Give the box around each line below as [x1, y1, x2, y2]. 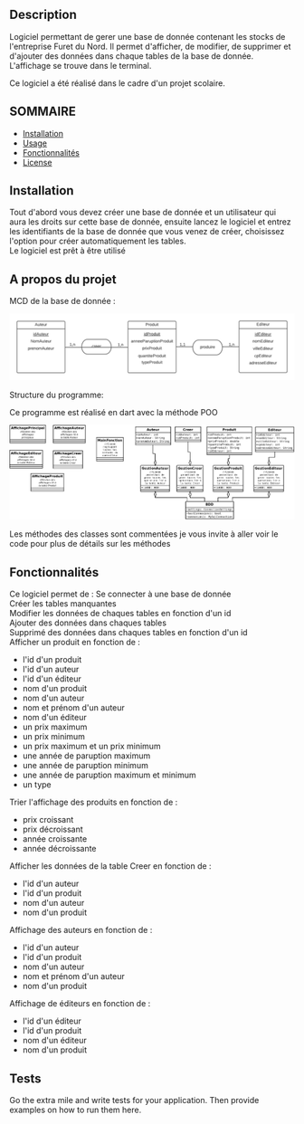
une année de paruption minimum [22, 760, 149, 771]
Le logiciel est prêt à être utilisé [9, 245, 127, 256]
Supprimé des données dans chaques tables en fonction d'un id [9, 627, 248, 638]
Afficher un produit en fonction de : [9, 637, 140, 648]
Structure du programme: [9, 389, 104, 401]
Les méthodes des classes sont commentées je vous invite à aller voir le [9, 529, 279, 539]
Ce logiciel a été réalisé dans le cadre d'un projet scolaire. [9, 77, 226, 89]
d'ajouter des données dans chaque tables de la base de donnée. [9, 50, 254, 62]
